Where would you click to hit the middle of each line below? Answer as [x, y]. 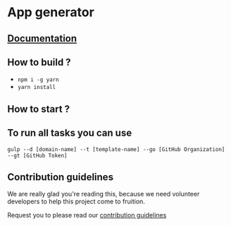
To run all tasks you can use [70, 133]
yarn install [37, 88]
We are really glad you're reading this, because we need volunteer [104, 194]
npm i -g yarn [38, 80]
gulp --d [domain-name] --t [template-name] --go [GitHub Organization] [116, 149]
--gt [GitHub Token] [38, 155]
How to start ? [39, 109]
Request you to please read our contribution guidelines [87, 215]
